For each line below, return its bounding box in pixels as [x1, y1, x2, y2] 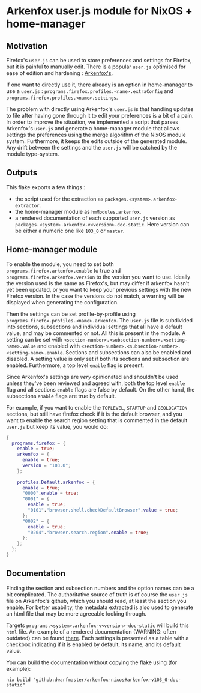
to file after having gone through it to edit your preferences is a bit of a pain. [6, 112, 194, 119]
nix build [6, 677, 31, 683]
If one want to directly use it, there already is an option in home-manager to [6, 81, 193, 88]
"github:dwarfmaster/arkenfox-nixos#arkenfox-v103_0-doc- [32, 677, 181, 683]
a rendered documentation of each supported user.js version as [14, 214, 175, 222]
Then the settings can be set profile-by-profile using [6, 310, 136, 318]
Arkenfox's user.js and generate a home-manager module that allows [6, 125, 180, 132]
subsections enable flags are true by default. [6, 392, 116, 399]
